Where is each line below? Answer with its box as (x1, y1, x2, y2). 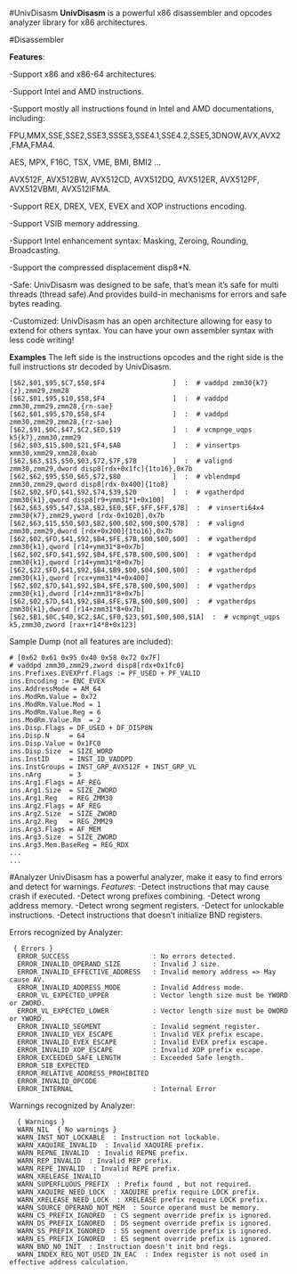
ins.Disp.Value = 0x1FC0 (9, 739, 101, 748)
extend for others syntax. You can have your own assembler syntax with (9, 325, 274, 335)
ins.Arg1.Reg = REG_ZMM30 (9, 793, 114, 802)
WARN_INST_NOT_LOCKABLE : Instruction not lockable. (17, 1133, 221, 1142)
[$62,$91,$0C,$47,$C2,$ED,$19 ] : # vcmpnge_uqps (9, 425, 253, 434)
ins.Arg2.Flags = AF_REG (9, 801, 101, 810)
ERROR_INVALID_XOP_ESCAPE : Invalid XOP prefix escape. (17, 1046, 265, 1055)
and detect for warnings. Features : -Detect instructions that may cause (9, 882, 269, 892)
